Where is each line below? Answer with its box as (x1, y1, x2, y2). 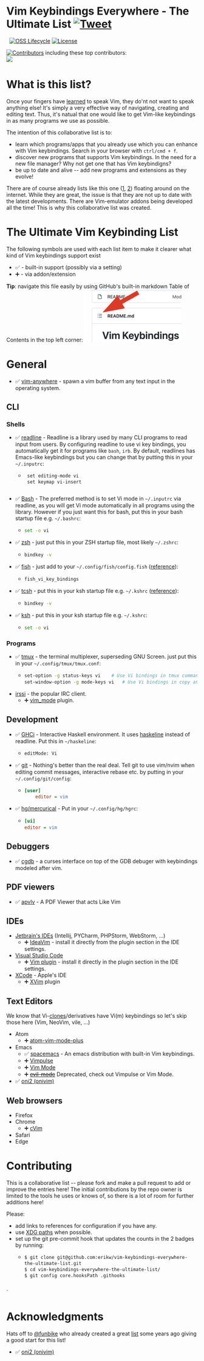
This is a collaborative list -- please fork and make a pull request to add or (6, 1179, 191, 1187)
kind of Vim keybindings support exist (6, 252, 101, 259)
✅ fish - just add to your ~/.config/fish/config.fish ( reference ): (15, 563, 178, 571)
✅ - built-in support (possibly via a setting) (15, 263, 123, 271)
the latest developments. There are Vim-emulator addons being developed (6, 197, 193, 205)
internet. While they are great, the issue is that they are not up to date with (6, 191, 192, 198)
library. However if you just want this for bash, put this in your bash (15, 509, 183, 516)
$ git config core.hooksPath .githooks (24, 1273, 126, 1279)
